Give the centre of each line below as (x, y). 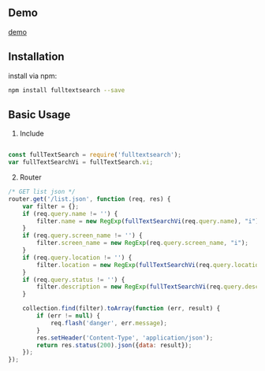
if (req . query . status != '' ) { (74, 280)
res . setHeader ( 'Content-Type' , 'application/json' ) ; (125, 338)
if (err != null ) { (69, 316)
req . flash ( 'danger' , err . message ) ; (109, 323)
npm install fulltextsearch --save (67, 90)
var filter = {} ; (51, 206)
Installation (36, 57)
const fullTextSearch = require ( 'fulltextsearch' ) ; (95, 155)
